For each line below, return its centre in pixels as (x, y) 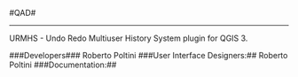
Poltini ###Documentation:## (63, 65)
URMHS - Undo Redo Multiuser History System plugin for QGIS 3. (129, 38)
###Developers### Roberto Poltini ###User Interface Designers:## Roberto (149, 55)
